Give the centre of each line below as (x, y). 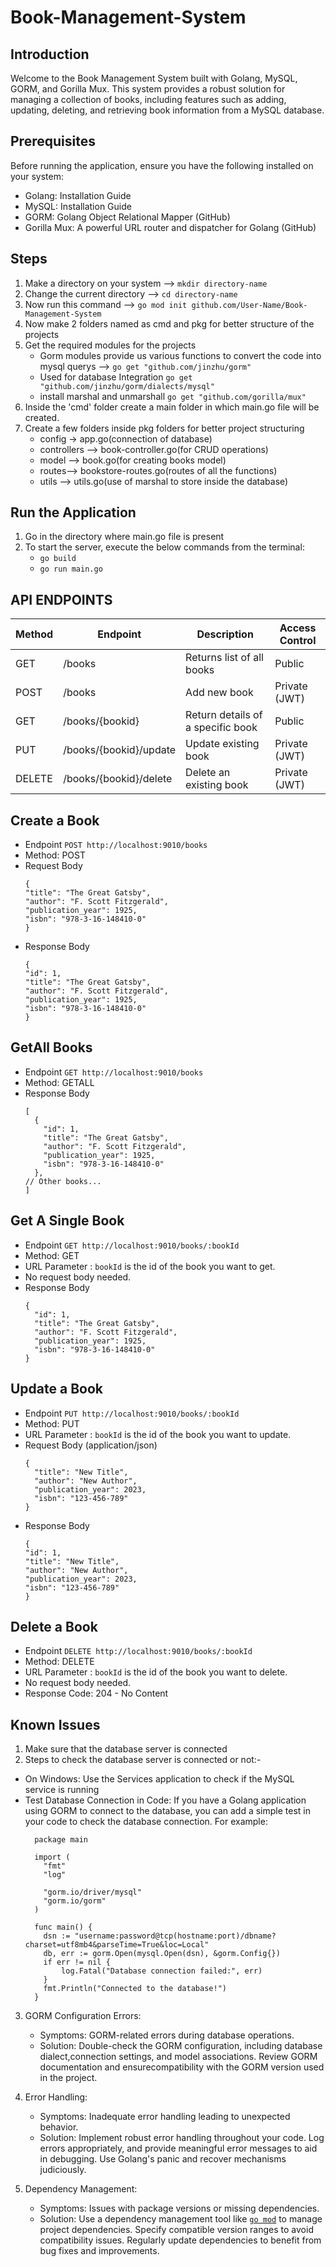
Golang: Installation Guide (78, 195)
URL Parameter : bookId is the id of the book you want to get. (150, 1266)
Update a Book (57, 1389)
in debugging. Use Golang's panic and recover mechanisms (163, 2159)
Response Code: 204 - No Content (96, 1693)
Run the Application (73, 512)
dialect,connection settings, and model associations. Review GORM (178, 2057)
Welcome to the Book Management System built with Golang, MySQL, (154, 78)
